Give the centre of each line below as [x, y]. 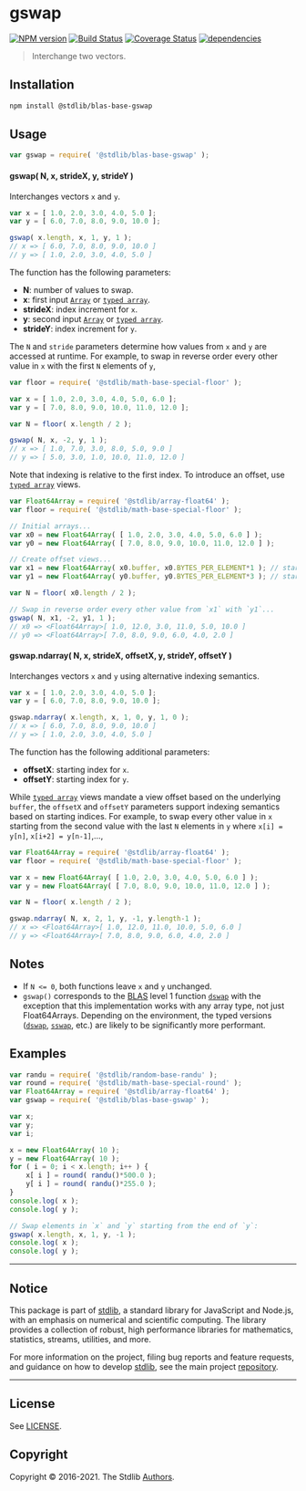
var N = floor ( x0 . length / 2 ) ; [73, 593]
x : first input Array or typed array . [86, 299]
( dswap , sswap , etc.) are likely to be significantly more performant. [144, 1025]
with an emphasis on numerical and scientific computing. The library [138, 1320]
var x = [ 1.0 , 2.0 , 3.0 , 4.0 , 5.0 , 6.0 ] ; [93, 399]
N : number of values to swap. [78, 289]
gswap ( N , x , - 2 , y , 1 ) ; [58, 441]
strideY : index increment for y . [80, 328]
